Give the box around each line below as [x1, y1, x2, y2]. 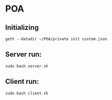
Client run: [5, 77, 39, 86]
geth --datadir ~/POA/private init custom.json [5, 36, 107, 41]
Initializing [5, 23, 39, 32]
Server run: [5, 50, 42, 59]
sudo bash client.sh [5, 90, 49, 96]
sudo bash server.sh [5, 64, 49, 69]
